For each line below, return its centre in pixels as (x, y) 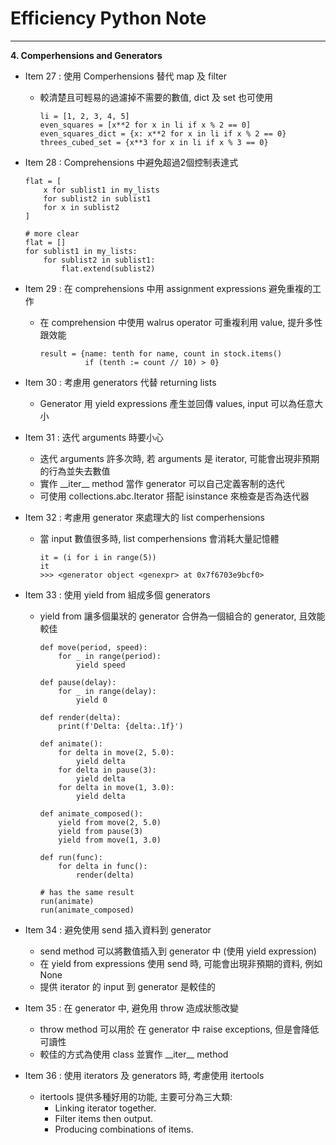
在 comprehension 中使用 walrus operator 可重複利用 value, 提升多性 (181, 322)
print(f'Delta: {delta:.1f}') (121, 726)
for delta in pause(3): (107, 770)
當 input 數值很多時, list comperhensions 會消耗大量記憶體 (159, 538)
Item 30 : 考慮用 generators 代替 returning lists (120, 382)
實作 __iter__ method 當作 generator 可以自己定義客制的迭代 (162, 483)
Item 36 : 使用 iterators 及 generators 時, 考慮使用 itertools (144, 1075)
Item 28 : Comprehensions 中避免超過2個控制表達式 (131, 162)
